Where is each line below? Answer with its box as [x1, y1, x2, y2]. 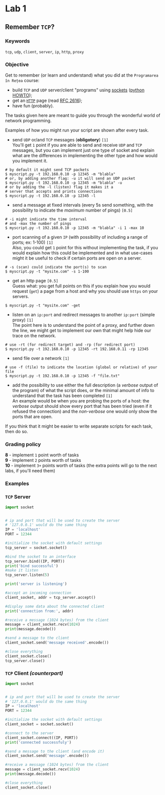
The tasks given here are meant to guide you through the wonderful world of [5, 112, 161, 119]
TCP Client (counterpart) [5, 670, 63, 677]
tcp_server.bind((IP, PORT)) [5, 559, 65, 564]
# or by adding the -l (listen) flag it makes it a [5, 185, 113, 190]
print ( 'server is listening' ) [5, 581, 67, 586]
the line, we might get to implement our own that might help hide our [12, 327, 151, 334]
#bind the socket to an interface [5, 554, 76, 559]
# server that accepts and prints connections [5, 189, 102, 194]
